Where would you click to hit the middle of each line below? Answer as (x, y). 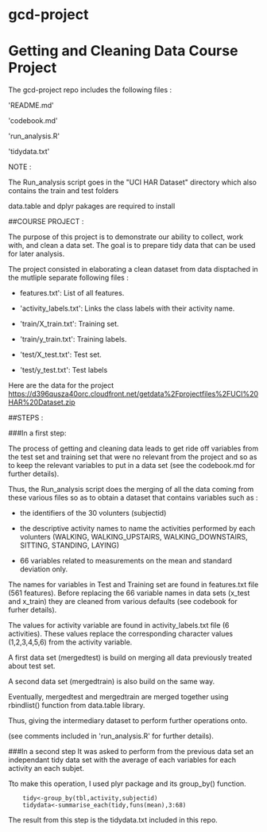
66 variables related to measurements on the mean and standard (126, 561)
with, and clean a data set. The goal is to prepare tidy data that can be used (132, 246)
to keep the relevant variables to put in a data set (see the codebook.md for (132, 466)
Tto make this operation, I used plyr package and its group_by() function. (127, 784)
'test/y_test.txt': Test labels (64, 370)
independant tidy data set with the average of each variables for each (122, 760)
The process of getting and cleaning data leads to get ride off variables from (133, 449)
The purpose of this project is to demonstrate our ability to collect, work (126, 237)
